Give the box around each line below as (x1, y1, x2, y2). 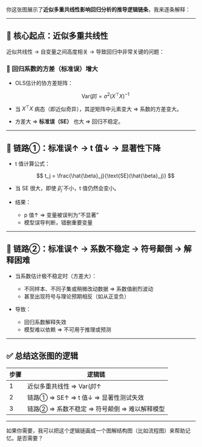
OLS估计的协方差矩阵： (14, 80, 73, 87)
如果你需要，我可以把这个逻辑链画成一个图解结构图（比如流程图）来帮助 (6, 426, 185, 434)
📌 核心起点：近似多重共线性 (6, 31, 108, 41)
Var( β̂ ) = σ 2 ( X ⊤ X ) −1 (81, 92, 130, 100)
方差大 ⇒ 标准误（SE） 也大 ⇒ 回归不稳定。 (14, 118, 124, 125)
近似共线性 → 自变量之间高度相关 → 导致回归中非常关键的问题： (6, 48, 165, 55)
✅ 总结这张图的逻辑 (6, 351, 78, 361)
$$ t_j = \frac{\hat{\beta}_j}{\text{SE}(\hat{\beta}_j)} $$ (36, 172, 175, 180)
